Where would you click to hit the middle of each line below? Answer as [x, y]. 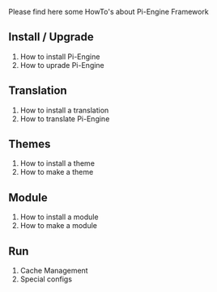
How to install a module [59, 217]
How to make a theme [57, 172]
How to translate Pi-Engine [65, 118]
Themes [30, 144]
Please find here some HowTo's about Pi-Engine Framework [108, 12]
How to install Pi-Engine [60, 57]
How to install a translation [64, 110]
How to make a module [58, 226]
